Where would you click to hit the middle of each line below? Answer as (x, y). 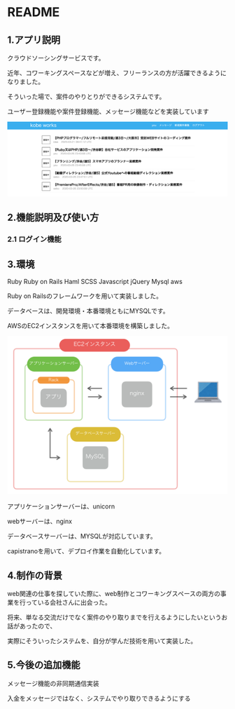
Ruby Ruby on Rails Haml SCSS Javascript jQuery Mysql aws (95, 281)
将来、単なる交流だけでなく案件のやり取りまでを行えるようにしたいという (114, 617)
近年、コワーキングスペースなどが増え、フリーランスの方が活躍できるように (117, 73)
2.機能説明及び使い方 (53, 218)
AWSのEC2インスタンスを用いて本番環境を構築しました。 (90, 325)
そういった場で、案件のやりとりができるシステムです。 (86, 96)
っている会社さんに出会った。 (69, 602)
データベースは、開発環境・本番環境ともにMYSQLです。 (88, 311)
